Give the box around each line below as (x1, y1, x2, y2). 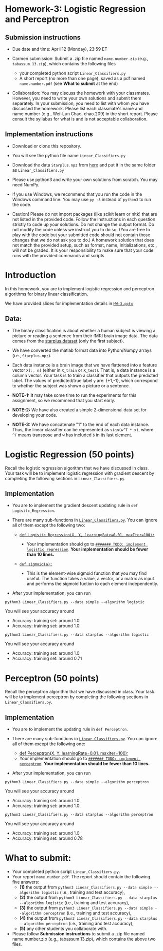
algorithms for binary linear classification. (5, 291, 89, 297)
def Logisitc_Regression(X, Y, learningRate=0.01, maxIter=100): (19, 533, 155, 538)
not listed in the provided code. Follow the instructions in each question (12, 216, 156, 222)
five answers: (12, 879, 39, 885)
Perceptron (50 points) (5, 672, 99, 684)
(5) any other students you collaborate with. (19, 926, 108, 931)
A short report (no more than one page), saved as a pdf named (19, 76, 145, 81)
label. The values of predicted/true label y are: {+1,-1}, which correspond (12, 377, 158, 384)
